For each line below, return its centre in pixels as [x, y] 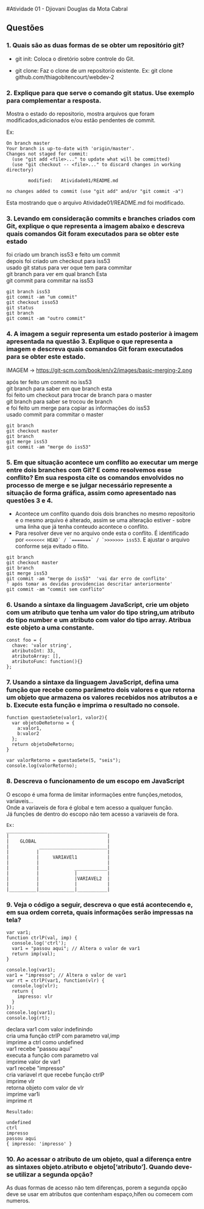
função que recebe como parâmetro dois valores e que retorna [101, 690]
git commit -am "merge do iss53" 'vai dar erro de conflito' [87, 579]
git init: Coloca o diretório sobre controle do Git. [75, 59]
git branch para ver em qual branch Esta [57, 274]
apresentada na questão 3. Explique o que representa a [90, 341]
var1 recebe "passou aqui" [40, 1049]
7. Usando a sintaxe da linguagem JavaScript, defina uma [93, 682]
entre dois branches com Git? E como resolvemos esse [89, 470]
